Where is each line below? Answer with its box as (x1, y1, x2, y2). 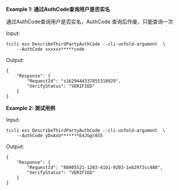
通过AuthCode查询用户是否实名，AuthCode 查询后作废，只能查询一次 (6, 18, 174, 25)
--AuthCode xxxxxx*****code (16, 46, 85, 52)
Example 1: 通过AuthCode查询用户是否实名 (6, 6, 110, 12)
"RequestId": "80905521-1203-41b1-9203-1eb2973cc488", (27, 165, 163, 170)
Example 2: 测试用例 (6, 105, 55, 111)
